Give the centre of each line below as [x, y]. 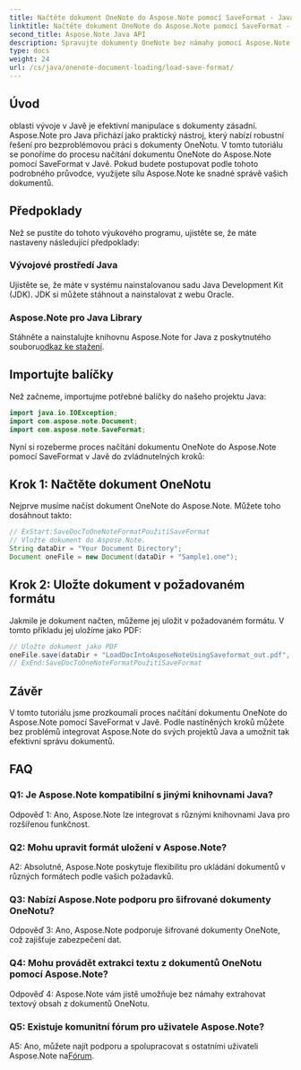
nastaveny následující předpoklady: [75, 242]
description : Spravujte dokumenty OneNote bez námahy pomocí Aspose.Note [150, 43]
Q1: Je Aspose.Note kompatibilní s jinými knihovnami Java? [142, 795]
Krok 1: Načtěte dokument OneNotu [110, 484]
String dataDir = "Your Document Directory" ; [95, 549]
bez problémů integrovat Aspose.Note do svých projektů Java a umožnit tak [149, 732]
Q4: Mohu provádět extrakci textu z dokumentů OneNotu [136, 963]
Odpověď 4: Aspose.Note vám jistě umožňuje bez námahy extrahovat [138, 994]
